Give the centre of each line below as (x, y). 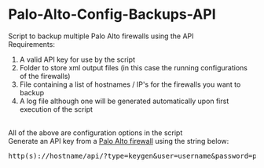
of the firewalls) (45, 76)
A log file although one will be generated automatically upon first (124, 101)
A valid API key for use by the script (77, 59)
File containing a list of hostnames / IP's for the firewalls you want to (130, 84)
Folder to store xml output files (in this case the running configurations (133, 67)
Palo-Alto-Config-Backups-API (112, 14)
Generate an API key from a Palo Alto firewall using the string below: (119, 141)
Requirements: (31, 44)
